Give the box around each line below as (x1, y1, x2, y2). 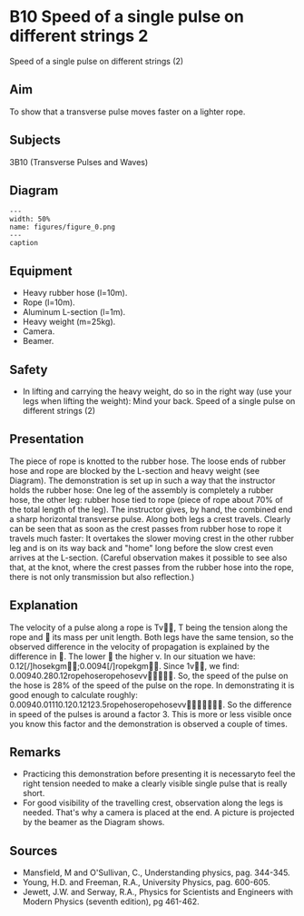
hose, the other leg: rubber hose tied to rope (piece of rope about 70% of (9, 494, 284, 505)
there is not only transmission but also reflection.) (9, 571, 195, 582)
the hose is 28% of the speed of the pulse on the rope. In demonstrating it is (9, 679, 295, 691)
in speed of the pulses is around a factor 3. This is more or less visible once (9, 708, 292, 719)
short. (22, 788, 45, 799)
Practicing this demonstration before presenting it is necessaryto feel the (22, 769, 296, 780)
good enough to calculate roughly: (9, 689, 138, 700)
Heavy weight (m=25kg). (22, 316, 116, 328)
